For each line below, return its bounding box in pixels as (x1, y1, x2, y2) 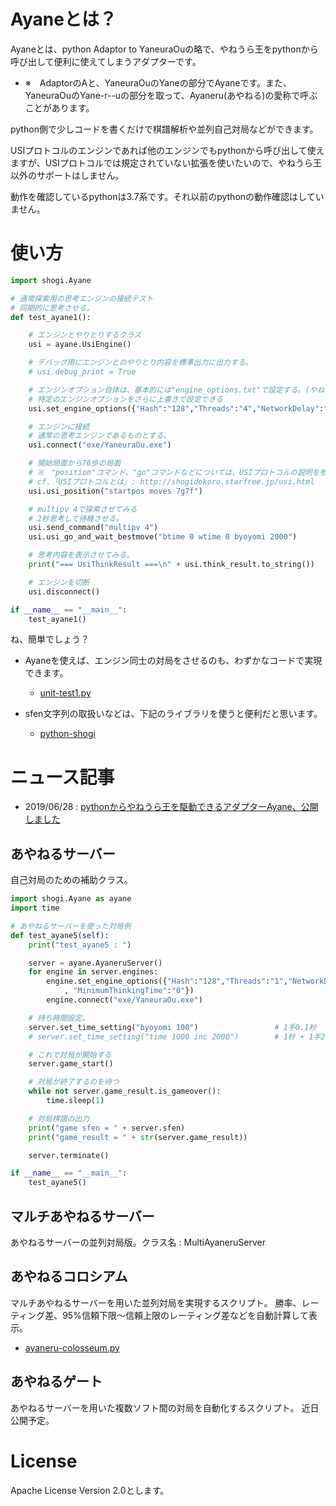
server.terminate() (28, 1150, 110, 1160)
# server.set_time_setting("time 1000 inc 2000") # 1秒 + (28, 1031, 305, 1042)
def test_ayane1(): (10, 312, 92, 322)
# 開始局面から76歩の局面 (28, 458, 122, 469)
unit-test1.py (39, 687, 92, 699)
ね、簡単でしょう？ (10, 633, 90, 645)
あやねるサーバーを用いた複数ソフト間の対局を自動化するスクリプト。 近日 (10, 1401, 320, 1414)
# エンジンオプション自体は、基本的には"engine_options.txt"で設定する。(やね (28, 385, 325, 395)
